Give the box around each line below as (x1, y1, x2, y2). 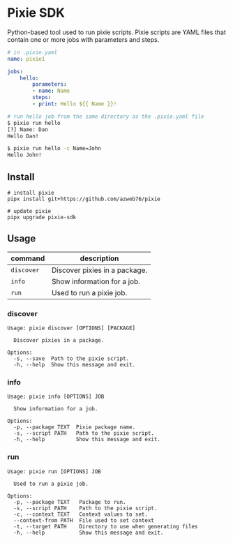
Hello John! (7, 151, 42, 158)
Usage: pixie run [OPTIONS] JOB (7, 468, 101, 475)
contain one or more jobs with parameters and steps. (7, 35, 160, 43)
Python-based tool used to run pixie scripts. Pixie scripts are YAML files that (7, 28, 227, 36)
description (80, 253, 119, 263)
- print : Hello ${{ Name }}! (32, 101, 117, 107)
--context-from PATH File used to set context (13, 516, 155, 524)
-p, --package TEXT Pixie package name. (13, 424, 136, 431)
